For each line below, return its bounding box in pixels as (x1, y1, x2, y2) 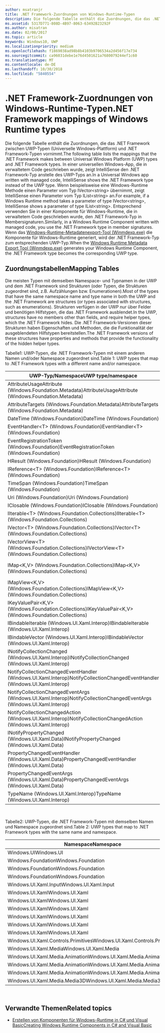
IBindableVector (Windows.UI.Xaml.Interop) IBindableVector (7, 634, 144, 641)
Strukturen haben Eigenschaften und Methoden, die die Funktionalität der (5, 325, 154, 331)
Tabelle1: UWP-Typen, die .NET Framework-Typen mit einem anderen (5, 350, 145, 356)
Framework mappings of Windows (5, 114, 148, 125)
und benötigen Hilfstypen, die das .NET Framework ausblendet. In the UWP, (5, 309, 158, 315)
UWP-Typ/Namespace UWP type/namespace (29, 372, 137, 379)
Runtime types (5, 124, 66, 136)
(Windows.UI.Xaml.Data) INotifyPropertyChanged (7, 735, 121, 742)
